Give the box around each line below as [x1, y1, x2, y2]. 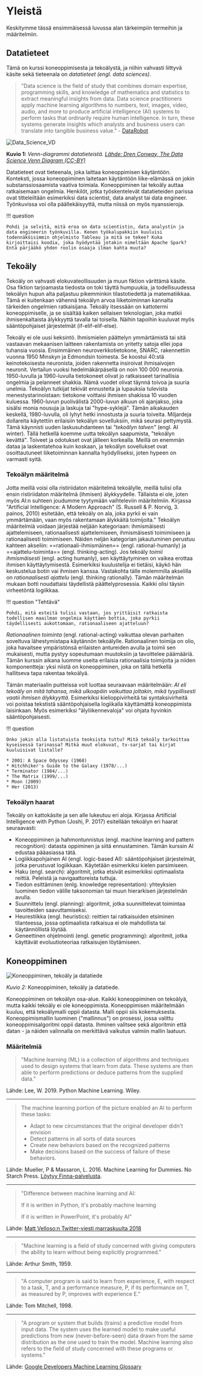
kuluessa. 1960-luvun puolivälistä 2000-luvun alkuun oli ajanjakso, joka [6, 398, 183, 405]
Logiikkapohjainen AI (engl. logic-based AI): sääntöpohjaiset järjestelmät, [14, 855, 196, 862]
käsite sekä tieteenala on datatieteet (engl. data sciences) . [6, 71, 151, 78]
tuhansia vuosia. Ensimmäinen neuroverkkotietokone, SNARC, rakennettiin [6, 347, 191, 354]
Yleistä [6, 4, 42, 18]
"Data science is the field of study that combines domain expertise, [20, 82, 188, 89]
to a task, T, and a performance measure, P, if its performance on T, [20, 1284, 189, 1291]
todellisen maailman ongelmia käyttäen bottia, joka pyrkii [6, 615, 161, 621]
